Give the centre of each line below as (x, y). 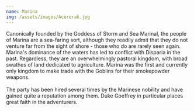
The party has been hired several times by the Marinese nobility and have (94, 89)
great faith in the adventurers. (42, 102)
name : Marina (22, 11)
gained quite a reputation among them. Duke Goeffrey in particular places (95, 96)
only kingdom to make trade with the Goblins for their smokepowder (88, 71)
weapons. (18, 77)
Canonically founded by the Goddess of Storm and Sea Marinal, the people (96, 33)
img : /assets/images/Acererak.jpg (48, 17)
